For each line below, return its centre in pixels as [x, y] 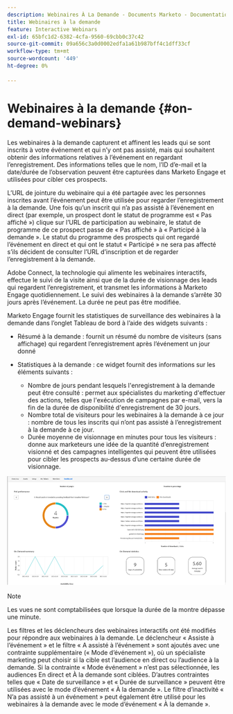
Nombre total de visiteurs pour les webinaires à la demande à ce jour [126, 415]
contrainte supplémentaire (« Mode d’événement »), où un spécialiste [106, 652]
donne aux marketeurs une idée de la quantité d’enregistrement [118, 444]
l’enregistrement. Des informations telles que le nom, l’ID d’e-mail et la [107, 164]
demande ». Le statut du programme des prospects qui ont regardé [103, 237]
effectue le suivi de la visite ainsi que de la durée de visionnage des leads [112, 280]
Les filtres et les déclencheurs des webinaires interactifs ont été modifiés [112, 630]
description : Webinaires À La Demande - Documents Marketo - [97, 15]
